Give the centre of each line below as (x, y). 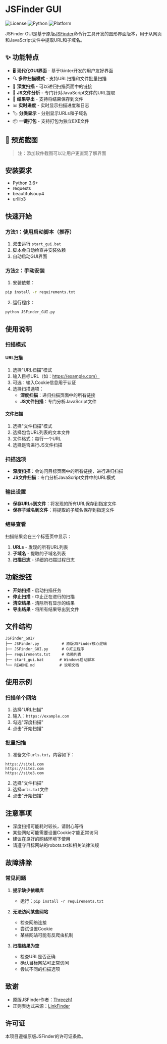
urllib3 (19, 199)
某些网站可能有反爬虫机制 (47, 935)
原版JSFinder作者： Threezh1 (42, 1000)
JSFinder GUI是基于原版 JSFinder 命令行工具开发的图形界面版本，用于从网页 (84, 33)
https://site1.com (24, 764)
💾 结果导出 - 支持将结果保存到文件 (48, 99)
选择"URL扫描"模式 (32, 370)
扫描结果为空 (26, 946)
